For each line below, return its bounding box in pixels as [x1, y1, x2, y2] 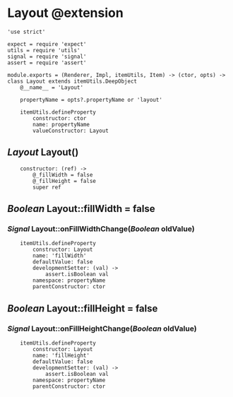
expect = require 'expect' [7, 40, 87, 47]
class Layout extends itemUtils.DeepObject [7, 78, 138, 85]
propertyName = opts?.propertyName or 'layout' [20, 96, 162, 103]
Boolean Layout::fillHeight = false [7, 302, 158, 314]
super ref [32, 184, 61, 191]
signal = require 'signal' [7, 53, 87, 60]
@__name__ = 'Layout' [20, 83, 83, 91]
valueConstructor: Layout [32, 127, 109, 134]
